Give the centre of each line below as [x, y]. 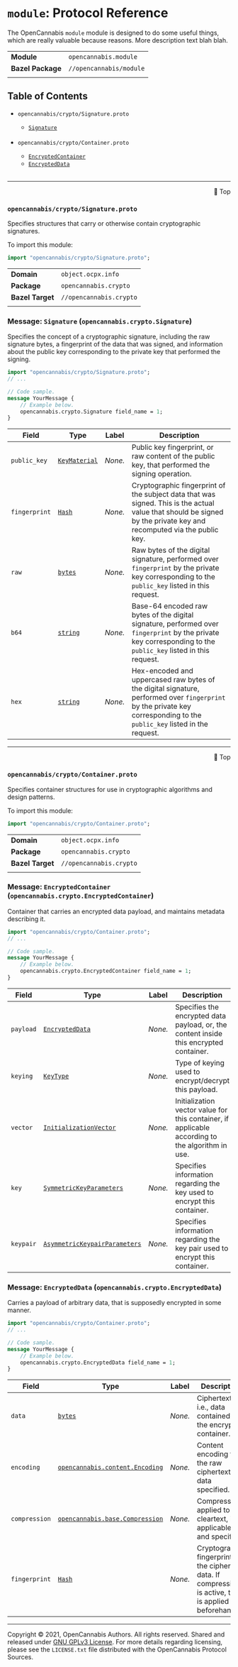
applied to [214, 1510]
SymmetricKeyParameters [84, 1188]
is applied [213, 1602]
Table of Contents [48, 96]
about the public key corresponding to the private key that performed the [114, 352]
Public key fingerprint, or [172, 447]
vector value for [201, 1110]
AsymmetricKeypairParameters [92, 1244]
